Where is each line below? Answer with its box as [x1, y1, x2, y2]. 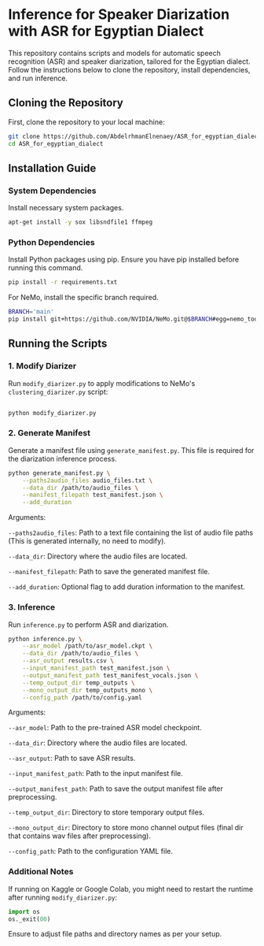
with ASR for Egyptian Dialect [8, 22, 204, 40]
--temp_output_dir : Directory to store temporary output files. [8, 807, 205, 817]
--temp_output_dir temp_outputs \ [22, 679, 135, 687]
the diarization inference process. [8, 454, 117, 463]
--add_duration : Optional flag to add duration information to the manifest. [8, 582, 246, 592]
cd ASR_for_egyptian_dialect [8, 139, 104, 147]
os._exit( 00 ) [8, 915, 51, 923]
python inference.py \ [8, 635, 82, 643]
